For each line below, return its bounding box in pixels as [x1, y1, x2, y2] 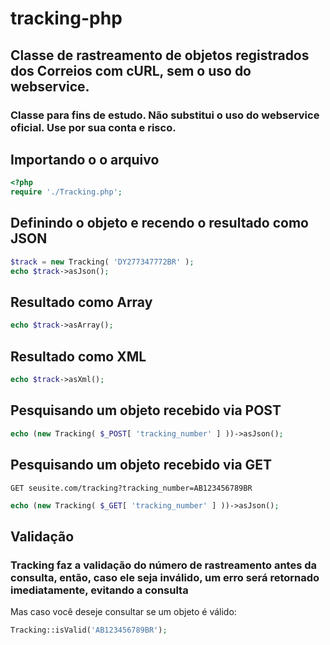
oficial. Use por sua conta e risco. [10, 120, 177, 134]
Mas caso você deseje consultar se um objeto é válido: [10, 606, 237, 618]
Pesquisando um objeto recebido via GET [10, 457, 273, 474]
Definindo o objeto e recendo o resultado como [10, 215, 309, 232]
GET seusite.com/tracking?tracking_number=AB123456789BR [10, 483, 253, 493]
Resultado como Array [10, 294, 153, 311]
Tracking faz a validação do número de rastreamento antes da [10, 558, 318, 572]
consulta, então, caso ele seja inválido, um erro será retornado [10, 570, 320, 584]
